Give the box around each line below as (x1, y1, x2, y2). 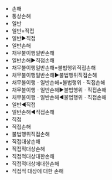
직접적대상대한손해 (11, 153, 55, 159)
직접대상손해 (11, 138, 41, 145)
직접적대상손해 (11, 145, 45, 152)
